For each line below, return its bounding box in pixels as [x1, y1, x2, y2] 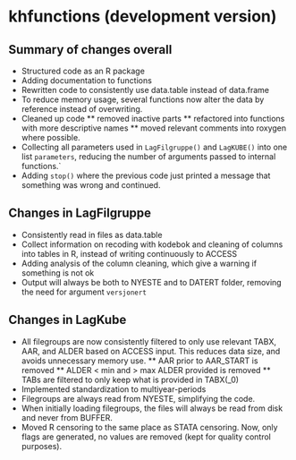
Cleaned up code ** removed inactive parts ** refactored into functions [21, 114, 285, 124]
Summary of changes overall [8, 42, 173, 57]
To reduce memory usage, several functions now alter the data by [21, 94, 265, 105]
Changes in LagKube [8, 312, 127, 328]
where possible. [21, 132, 81, 142]
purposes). [21, 440, 63, 451]
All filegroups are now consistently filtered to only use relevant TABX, [21, 336, 276, 346]
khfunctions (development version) [8, 6, 277, 27]
